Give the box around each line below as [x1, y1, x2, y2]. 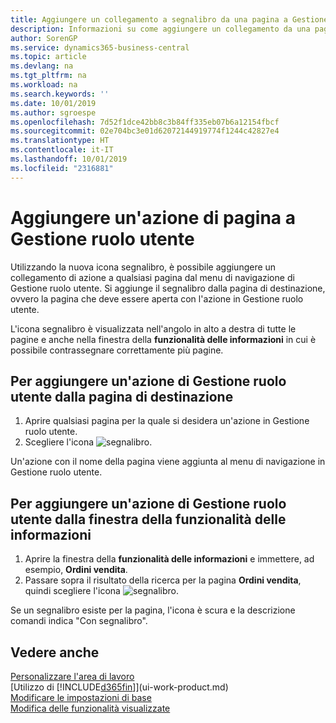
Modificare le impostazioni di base [10, 692, 152, 703]
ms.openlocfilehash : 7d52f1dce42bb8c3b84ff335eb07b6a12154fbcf [10, 117, 280, 127]
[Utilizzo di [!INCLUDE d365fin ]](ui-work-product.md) [10, 681, 229, 693]
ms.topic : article [10, 52, 87, 62]
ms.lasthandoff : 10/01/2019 [10, 154, 128, 164]
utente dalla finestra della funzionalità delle [10, 511, 287, 528]
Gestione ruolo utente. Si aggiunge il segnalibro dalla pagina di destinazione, [10, 282, 326, 294]
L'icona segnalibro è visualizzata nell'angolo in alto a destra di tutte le [10, 322, 297, 335]
